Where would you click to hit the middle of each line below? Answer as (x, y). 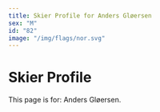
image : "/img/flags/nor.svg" (57, 38)
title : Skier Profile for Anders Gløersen (80, 16)
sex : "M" (23, 23)
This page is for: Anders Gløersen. (65, 100)
